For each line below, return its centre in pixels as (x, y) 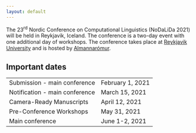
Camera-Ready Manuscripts (49, 102)
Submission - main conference (52, 83)
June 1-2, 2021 (123, 121)
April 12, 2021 (121, 102)
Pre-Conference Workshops (49, 112)
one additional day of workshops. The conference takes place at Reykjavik (97, 42)
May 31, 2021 (121, 112)
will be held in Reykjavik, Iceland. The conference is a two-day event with (95, 35)
